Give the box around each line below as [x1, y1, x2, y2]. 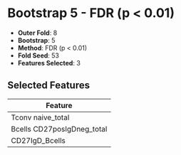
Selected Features [7, 80, 90, 92]
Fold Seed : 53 [17, 51, 59, 60]
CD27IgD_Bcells [11, 135, 66, 145]
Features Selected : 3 [17, 58, 81, 67]
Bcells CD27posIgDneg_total [11, 124, 108, 134]
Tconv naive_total [11, 112, 70, 122]
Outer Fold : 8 [17, 28, 58, 37]
